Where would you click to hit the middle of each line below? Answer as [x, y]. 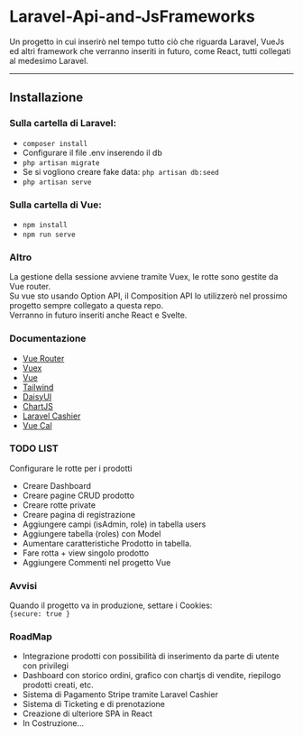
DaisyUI [37, 396]
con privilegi [46, 666]
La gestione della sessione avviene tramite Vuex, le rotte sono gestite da [144, 277]
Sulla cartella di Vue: [55, 205]
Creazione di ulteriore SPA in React [87, 713]
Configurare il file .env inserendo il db [92, 152]
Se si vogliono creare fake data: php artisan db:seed [120, 171]
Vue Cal [37, 425]
